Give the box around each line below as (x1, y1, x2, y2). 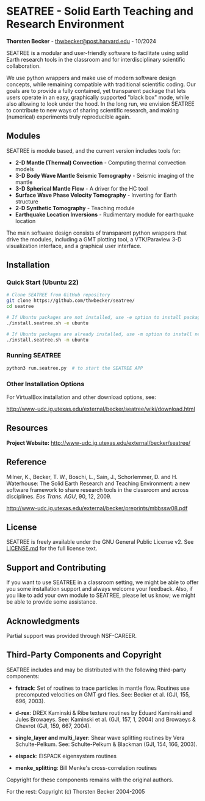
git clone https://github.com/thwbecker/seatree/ (6, 298, 135, 304)
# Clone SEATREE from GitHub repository (6, 292, 111, 298)
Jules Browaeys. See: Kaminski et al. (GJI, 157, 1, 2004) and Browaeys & (15, 715, 196, 723)
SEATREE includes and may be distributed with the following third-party (6, 666, 187, 673)
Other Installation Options (6, 379, 85, 388)
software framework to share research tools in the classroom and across (6, 486, 189, 493)
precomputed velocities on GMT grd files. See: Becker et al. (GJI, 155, (15, 690, 190, 698)
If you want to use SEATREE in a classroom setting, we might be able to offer (6, 579, 199, 586)
